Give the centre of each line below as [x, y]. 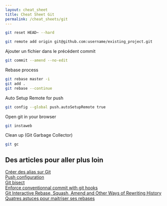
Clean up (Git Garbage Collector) [39, 135]
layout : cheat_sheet [27, 10]
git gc [12, 144]
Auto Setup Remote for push [34, 98]
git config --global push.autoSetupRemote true [56, 107]
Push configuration [25, 177]
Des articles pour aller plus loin [54, 160]
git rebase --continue [29, 88]
